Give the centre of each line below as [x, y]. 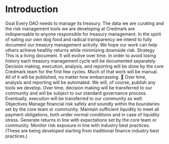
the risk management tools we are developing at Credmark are [70, 28]
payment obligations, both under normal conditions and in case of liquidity [82, 114]
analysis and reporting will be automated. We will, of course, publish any [80, 82]
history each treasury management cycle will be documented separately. [81, 61]
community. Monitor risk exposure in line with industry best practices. [78, 125]
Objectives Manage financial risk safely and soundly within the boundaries [82, 104]
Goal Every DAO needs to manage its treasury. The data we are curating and [84, 23]
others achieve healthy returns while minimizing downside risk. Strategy [80, 50]
